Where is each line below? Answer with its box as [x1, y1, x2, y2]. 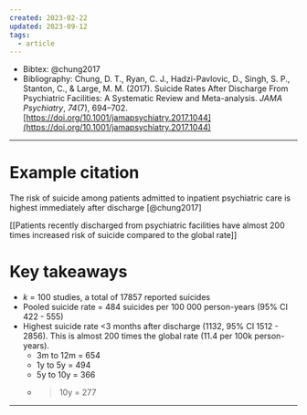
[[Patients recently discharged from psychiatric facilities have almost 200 [9, 220, 285, 231]
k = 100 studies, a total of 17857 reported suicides [22, 292, 211, 303]
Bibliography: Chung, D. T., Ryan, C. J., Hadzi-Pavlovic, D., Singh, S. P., [22, 74, 291, 85]
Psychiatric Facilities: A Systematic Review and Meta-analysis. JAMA [22, 93, 283, 104]
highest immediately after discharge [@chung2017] [9, 202, 203, 213]
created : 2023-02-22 [9, 13, 89, 23]
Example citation [9, 162, 140, 183]
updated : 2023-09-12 [9, 22, 89, 31]
